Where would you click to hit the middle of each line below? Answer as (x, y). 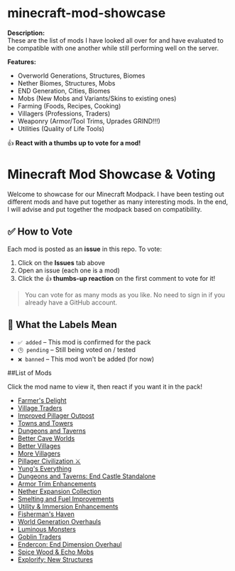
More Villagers (39, 453)
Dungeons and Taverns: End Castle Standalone (87, 476)
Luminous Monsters (47, 529)
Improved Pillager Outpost (56, 416)
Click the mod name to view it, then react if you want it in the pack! (105, 386)
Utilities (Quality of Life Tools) (61, 128)
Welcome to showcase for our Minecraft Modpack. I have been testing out (116, 194)
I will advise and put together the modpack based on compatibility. (105, 209)
